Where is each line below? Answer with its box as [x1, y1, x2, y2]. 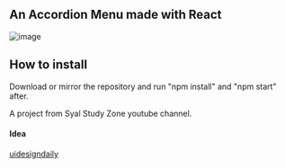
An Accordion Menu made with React [9, 7, 222, 22]
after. [9, 90, 29, 102]
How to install [9, 57, 88, 73]
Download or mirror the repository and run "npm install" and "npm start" [9, 81, 277, 92]
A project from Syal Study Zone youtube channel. [9, 108, 192, 119]
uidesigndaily [9, 148, 59, 159]
